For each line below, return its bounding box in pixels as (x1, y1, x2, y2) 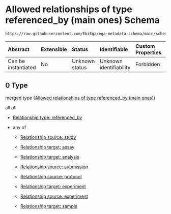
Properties (135, 49, 162, 56)
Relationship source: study (20, 134, 76, 140)
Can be (8, 57, 25, 65)
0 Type (5, 81, 28, 90)
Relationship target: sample (20, 203, 78, 209)
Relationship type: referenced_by (12, 114, 82, 120)
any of (12, 124, 26, 130)
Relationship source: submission (20, 164, 88, 170)
